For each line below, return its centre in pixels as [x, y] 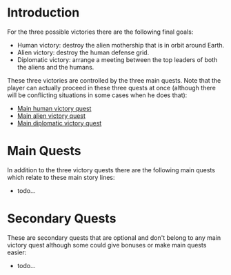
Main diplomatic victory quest [59, 123]
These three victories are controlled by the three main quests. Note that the [114, 80]
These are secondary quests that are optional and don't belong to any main [114, 237]
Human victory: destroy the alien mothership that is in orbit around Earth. [121, 45]
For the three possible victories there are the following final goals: [100, 32]
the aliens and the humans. [56, 67]
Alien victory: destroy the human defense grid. [83, 52]
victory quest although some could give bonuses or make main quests [107, 245]
